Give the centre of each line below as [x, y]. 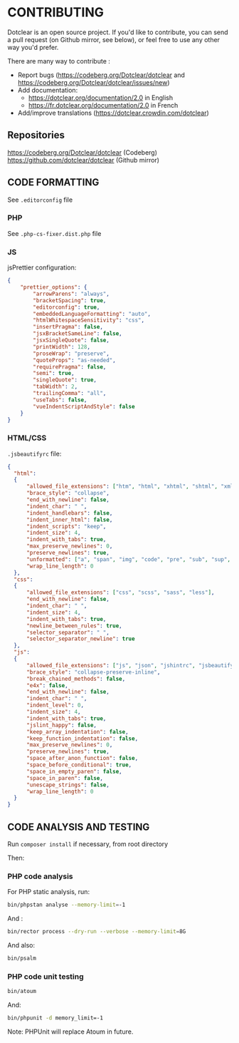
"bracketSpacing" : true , [70, 300]
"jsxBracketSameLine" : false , [78, 334]
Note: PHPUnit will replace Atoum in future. [70, 1032]
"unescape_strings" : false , [68, 785]
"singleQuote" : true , [65, 380]
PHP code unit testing [46, 976]
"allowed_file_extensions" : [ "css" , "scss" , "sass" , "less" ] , [120, 592]
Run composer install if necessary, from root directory [88, 844]
